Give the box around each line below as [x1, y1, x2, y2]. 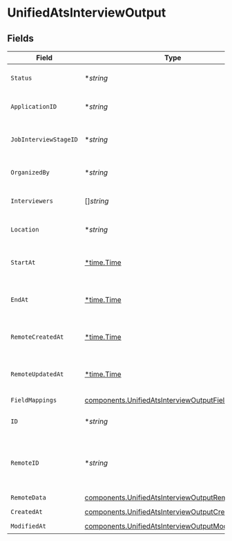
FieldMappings [10, 396, 57, 404]
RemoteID [10, 459, 39, 467]
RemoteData [10, 493, 46, 502]
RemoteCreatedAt [10, 333, 64, 341]
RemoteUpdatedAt [10, 371, 64, 378]
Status [10, 74, 32, 82]
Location [10, 226, 39, 233]
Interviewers [10, 197, 54, 205]
